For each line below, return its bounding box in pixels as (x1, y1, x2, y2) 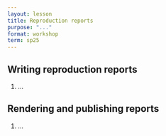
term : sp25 (7, 37, 40, 44)
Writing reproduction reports (7, 63, 138, 75)
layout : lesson (7, 10, 52, 18)
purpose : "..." (7, 23, 52, 31)
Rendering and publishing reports (7, 103, 160, 115)
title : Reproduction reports (7, 17, 94, 24)
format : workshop (7, 30, 59, 38)
